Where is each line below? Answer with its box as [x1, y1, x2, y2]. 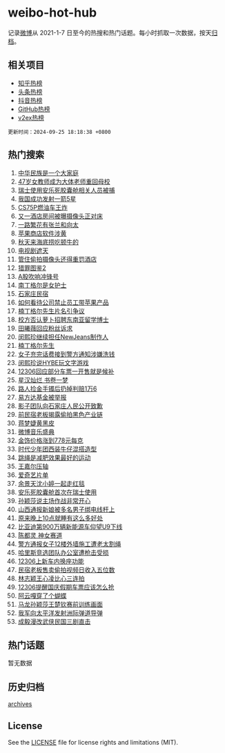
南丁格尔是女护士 [17, 281, 67, 289]
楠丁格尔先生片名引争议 [17, 306, 85, 315]
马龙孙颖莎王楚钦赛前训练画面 [17, 600, 103, 608]
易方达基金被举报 [17, 393, 67, 401]
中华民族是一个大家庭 [17, 168, 79, 177]
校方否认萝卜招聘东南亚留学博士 [17, 315, 109, 324]
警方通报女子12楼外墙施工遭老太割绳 [17, 540, 121, 548]
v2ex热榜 [17, 113, 44, 121]
